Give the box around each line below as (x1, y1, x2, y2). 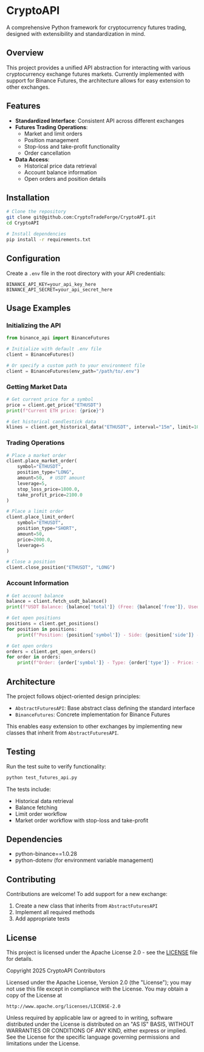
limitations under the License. (6, 1040, 80, 1047)
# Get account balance (6, 592, 64, 599)
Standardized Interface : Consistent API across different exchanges (15, 117, 185, 124)
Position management (24, 136, 79, 143)
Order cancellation (24, 149, 71, 157)
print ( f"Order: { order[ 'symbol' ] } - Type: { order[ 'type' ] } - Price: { (17, 660, 200, 666)
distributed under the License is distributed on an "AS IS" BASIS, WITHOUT (6, 1020, 194, 1028)
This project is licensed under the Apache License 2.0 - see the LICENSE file (6, 949, 198, 956)
